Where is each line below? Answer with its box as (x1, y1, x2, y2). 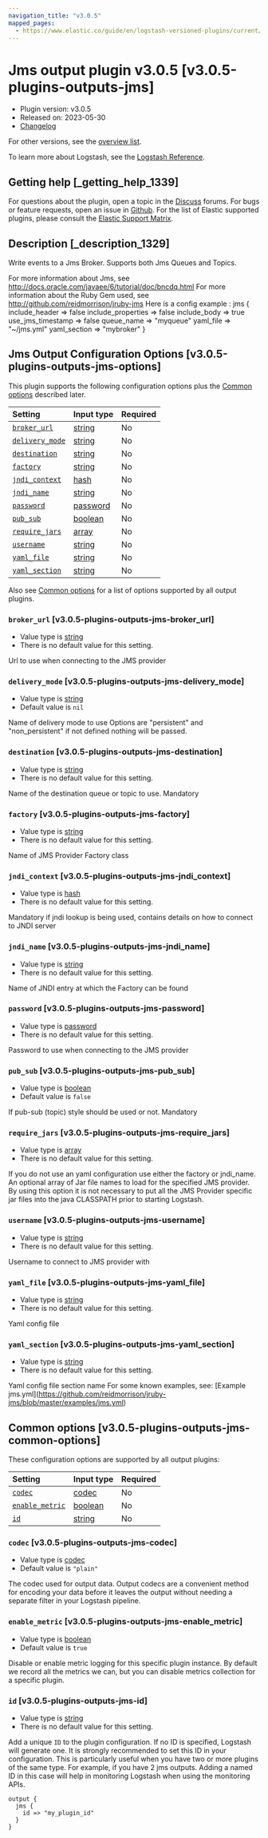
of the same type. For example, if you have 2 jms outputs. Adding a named (8, 1763, 254, 1772)
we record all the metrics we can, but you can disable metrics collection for (8, 1666, 256, 1676)
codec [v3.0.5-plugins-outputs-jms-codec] (8, 1537, 178, 1548)
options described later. (8, 389, 86, 399)
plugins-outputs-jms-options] (8, 360, 162, 374)
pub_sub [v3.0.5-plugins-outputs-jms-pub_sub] (8, 1065, 195, 1076)
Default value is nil (19, 702, 84, 712)
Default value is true (19, 1642, 88, 1652)
